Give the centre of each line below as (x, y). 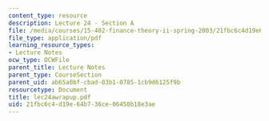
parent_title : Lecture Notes (57, 68)
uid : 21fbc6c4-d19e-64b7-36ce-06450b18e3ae (82, 104)
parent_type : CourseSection (55, 75)
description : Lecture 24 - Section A (71, 23)
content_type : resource (48, 16)
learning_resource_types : (51, 45)
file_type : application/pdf (55, 38)
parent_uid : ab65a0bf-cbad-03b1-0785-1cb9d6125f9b (94, 82)
